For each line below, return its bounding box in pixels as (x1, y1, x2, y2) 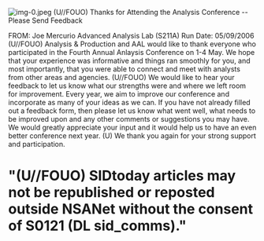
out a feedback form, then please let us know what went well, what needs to (8, 106, 256, 115)
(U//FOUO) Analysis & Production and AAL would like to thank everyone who (8, 39, 256, 49)
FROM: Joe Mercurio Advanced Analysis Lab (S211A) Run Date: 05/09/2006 (8, 31, 255, 40)
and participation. (8, 140, 65, 148)
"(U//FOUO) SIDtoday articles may (8, 167, 236, 184)
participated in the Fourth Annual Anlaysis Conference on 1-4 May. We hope (8, 48, 255, 57)
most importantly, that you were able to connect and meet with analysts (8, 64, 240, 74)
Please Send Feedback (8, 16, 83, 25)
